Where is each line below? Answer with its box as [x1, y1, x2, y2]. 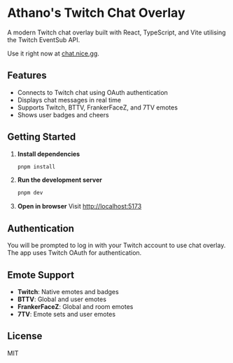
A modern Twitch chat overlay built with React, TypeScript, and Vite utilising [7, 28, 226, 37]
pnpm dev [17, 190, 43, 197]
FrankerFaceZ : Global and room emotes [17, 302, 134, 310]
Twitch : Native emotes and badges [17, 287, 119, 296]
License [7, 330, 43, 342]
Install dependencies [17, 150, 80, 158]
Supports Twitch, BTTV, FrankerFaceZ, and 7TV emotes [17, 103, 178, 112]
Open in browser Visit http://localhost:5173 [17, 202, 142, 211]
